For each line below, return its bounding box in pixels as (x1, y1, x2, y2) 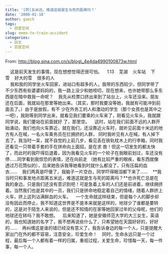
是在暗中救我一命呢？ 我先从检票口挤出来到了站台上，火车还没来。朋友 (9, 93, 159, 99)
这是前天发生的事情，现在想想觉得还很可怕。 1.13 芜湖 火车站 (9, 68, 146, 74)
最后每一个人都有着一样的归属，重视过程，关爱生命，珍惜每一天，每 (13, 237, 154, 243)
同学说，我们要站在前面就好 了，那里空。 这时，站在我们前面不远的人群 (5, 118, 156, 124)
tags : (5, 21, 16, 26)
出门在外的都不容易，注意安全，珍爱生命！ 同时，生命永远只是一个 (9, 231, 150, 237)
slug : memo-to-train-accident (5, 30, 68, 35)
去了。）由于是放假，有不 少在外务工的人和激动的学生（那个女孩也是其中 (9, 106, 157, 112)
